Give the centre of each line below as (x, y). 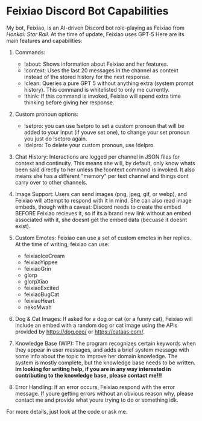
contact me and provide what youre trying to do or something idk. (97, 400)
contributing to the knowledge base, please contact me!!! (88, 375)
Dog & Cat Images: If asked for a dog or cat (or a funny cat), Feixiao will (104, 318)
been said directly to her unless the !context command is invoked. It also (105, 169)
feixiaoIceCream (44, 256)
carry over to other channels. (51, 182)
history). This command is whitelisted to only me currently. (97, 89)
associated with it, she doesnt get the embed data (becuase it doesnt (101, 220)
